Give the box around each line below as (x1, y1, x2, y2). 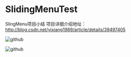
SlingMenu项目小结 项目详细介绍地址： (5, 21, 86, 27)
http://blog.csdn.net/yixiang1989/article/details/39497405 (5, 26, 126, 32)
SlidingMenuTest (5, 4, 78, 15)
